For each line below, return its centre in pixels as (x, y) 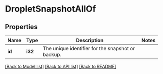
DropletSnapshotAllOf (50, 9)
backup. (52, 54)
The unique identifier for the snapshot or (89, 48)
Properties (21, 27)
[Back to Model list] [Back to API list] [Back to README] (61, 67)
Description (90, 40)
